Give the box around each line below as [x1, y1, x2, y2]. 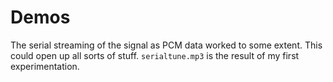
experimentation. [10, 60, 80, 72]
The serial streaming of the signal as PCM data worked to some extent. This [10, 39, 323, 51]
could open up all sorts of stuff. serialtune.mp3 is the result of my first [10, 49, 300, 61]
